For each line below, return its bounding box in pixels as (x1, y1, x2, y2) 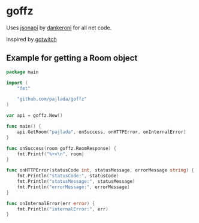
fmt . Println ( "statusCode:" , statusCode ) (17, 173, 119, 179)
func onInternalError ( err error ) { (6, 200, 95, 206)
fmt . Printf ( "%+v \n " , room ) (17, 151, 85, 157)
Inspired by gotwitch (6, 35, 57, 43)
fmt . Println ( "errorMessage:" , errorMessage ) (17, 184, 130, 190)
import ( (6, 80, 28, 86)
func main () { (6, 123, 42, 129)
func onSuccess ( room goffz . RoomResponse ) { (6, 145, 117, 151)
